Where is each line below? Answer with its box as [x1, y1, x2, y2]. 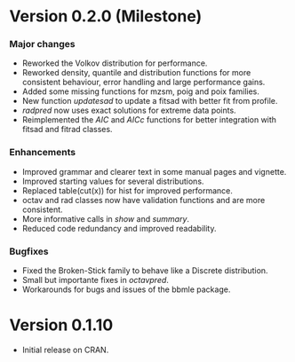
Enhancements [9, 146, 76, 159]
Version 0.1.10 [9, 315, 114, 335]
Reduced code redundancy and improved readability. [21, 223, 217, 233]
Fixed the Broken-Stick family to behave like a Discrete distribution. [21, 265, 268, 276]
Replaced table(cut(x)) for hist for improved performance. [21, 185, 234, 196]
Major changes [9, 38, 76, 51]
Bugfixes [9, 245, 49, 257]
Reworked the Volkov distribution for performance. [21, 58, 208, 68]
